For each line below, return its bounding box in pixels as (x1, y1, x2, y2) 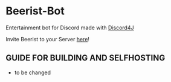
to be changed (14, 69, 51, 76)
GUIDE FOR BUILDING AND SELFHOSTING (5, 53, 166, 63)
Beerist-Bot (5, 4, 65, 18)
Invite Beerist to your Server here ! (5, 35, 90, 42)
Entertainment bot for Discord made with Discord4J (5, 24, 134, 31)
